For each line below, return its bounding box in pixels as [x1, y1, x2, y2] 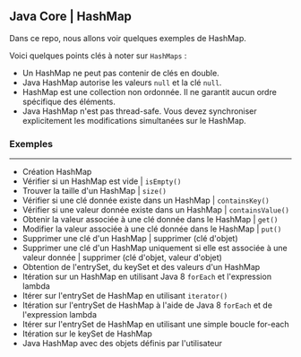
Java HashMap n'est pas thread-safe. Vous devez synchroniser [21, 105, 257, 117]
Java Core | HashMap [9, 9, 133, 24]
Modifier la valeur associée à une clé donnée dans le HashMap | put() [21, 223, 282, 234]
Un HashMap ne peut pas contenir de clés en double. [21, 67, 219, 78]
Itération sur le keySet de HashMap [21, 328, 152, 339]
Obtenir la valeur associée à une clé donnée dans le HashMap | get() [21, 214, 279, 225]
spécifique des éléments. [21, 96, 116, 107]
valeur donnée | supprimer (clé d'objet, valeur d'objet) [21, 252, 222, 263]
